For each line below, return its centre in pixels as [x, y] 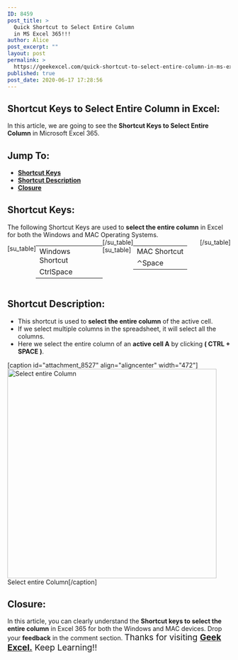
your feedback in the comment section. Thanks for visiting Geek [114, 638]
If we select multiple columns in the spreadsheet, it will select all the [117, 329]
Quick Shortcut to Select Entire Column [74, 27]
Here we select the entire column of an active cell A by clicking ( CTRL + [124, 343]
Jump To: [28, 156]
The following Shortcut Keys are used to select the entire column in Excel [115, 227]
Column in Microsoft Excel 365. [53, 133]
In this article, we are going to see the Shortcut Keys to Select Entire [108, 126]
